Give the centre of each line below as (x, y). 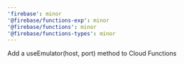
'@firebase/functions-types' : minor (61, 33)
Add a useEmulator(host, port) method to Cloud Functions (92, 53)
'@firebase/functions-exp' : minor (59, 20)
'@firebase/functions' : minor (52, 27)
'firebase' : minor (34, 14)
